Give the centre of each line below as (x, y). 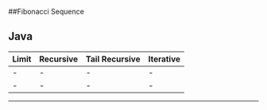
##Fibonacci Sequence (46, 12)
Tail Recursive (113, 59)
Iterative (164, 59)
